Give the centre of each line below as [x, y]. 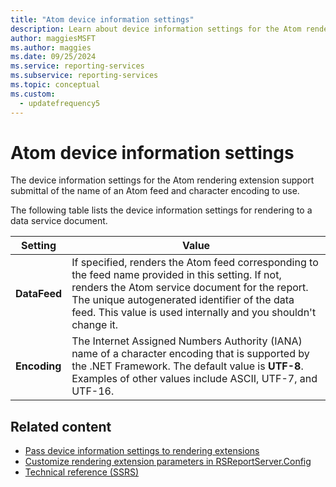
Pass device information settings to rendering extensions [142, 451]
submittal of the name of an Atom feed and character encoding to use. [155, 191]
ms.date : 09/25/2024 [53, 57]
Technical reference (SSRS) [82, 472]
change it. [95, 325]
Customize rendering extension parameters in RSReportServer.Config [168, 462]
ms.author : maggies [51, 47]
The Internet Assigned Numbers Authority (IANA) [187, 341]
